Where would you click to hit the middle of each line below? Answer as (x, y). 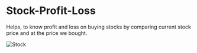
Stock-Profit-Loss (51, 11)
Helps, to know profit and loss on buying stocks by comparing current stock (98, 27)
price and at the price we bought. (47, 33)
